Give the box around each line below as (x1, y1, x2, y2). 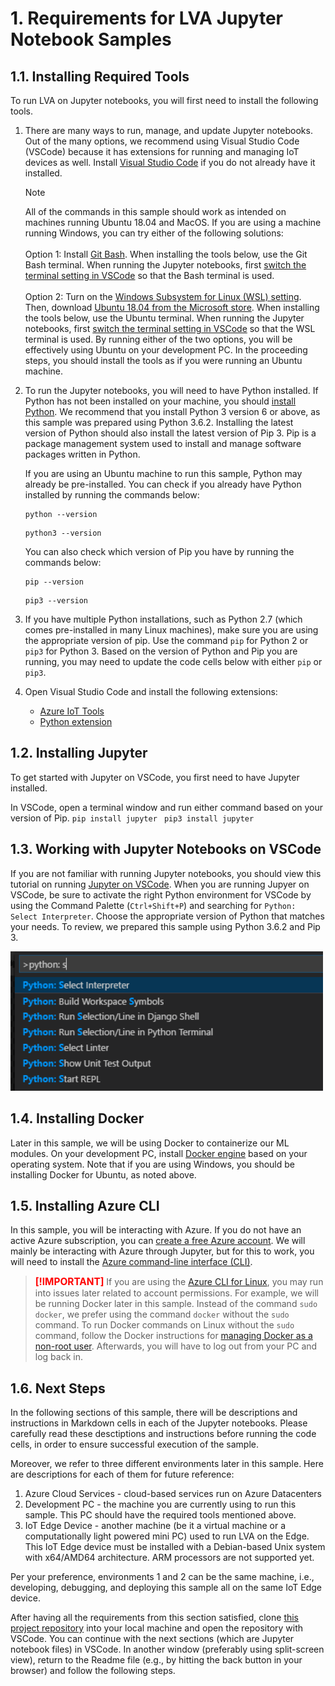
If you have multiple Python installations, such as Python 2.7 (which (24, 613, 303, 625)
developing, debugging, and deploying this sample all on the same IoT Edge (10, 1582, 322, 1594)
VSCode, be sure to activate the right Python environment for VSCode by (10, 888, 312, 901)
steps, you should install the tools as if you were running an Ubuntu (24, 355, 303, 366)
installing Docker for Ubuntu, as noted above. (10, 1168, 197, 1181)
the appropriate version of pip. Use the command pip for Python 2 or (24, 635, 309, 646)
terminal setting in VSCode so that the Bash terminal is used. (24, 270, 275, 281)
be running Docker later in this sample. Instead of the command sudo (34, 1298, 318, 1310)
